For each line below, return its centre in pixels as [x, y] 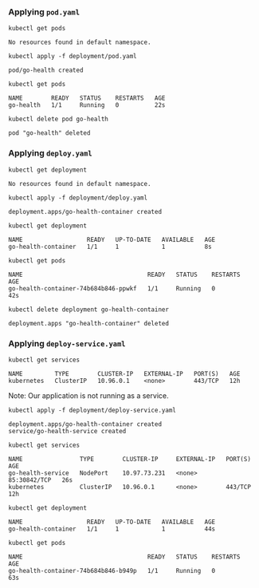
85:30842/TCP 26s [41, 480]
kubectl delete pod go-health [59, 119]
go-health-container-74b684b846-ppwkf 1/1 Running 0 [112, 288]
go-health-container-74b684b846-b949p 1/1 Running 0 [112, 570]
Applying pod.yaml [44, 12]
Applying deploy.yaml [51, 153]
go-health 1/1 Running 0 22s [87, 105]
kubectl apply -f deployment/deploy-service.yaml [92, 410]
